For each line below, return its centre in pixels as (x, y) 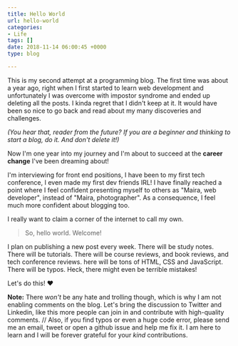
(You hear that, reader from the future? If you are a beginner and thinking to (119, 132)
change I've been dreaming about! (58, 161)
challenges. (24, 118)
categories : (25, 27)
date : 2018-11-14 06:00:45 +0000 (57, 47)
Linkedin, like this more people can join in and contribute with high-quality (116, 312)
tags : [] (20, 41)
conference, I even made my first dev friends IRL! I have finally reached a (115, 182)
